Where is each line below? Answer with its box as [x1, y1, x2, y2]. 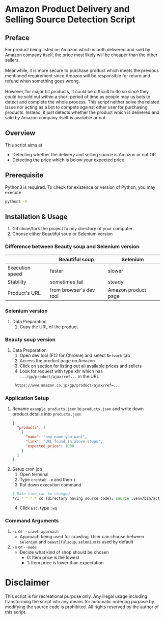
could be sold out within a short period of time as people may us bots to [5, 94, 151, 100]
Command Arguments [5, 517, 59, 524]
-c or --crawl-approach [12, 528, 59, 534]
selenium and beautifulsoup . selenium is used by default [19, 539, 134, 545]
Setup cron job [12, 466, 43, 472]
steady [108, 278, 124, 285]
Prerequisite [5, 171, 44, 179]
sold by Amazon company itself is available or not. [5, 115, 107, 120]
